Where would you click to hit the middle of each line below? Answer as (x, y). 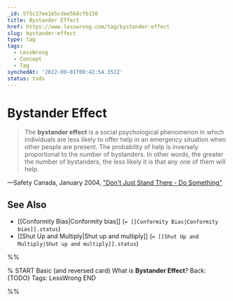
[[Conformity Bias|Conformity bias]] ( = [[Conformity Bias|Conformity (118, 222)
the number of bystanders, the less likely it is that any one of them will (125, 162)
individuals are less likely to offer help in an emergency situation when (125, 139)
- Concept (28, 59)
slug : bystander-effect (42, 33)
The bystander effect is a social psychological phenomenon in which (124, 132)
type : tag (22, 40)
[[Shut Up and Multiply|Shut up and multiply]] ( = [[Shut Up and (108, 236)
